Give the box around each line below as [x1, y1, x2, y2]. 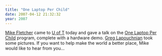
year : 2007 [5, 16, 28, 21]
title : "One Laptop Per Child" [5, 7, 70, 12]
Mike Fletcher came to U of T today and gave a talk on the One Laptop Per [5, 30, 157, 36]
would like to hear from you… [5, 45, 65, 52]
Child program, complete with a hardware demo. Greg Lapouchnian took [5, 35, 153, 41]
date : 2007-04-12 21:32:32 [5, 12, 61, 17]
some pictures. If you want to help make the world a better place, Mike [5, 40, 149, 46]
